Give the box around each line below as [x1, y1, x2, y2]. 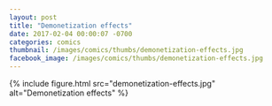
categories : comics [9, 37, 82, 47]
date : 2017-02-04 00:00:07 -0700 [9, 29, 133, 38]
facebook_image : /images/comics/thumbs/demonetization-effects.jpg [9, 54, 264, 63]
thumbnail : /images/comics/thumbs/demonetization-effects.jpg [9, 46, 244, 55]
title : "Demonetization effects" [9, 21, 133, 30]
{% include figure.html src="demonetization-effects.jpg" [9, 79, 215, 88]
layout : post [9, 12, 58, 22]
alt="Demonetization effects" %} [9, 87, 129, 98]
